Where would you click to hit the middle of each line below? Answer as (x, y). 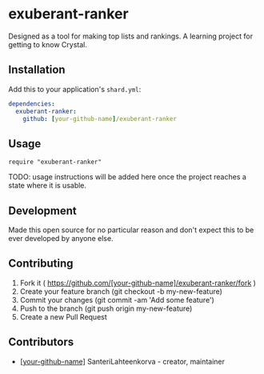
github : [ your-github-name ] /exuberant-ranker (100, 119)
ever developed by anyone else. (61, 238)
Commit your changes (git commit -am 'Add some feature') (117, 300)
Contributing (41, 264)
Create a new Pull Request (64, 316)
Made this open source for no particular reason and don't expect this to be (131, 230)
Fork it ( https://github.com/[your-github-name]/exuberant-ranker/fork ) (138, 283)
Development (43, 210)
